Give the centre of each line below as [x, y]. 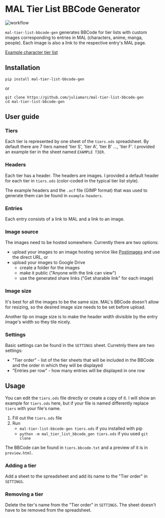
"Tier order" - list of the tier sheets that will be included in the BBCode [83, 360]
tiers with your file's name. [33, 408]
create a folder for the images [50, 268]
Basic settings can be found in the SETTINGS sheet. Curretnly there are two [80, 345]
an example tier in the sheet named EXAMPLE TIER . [55, 152]
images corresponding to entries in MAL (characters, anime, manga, [74, 37]
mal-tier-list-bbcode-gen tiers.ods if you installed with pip [81, 428]
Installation [23, 68]
